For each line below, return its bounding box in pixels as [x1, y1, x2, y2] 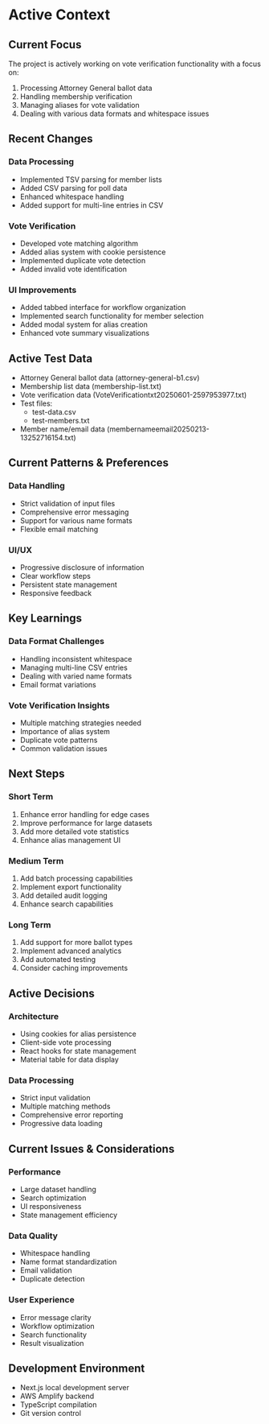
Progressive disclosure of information [19, 563, 145, 572]
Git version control [19, 1409, 82, 1418]
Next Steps [8, 767, 65, 781]
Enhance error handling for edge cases [19, 809, 150, 819]
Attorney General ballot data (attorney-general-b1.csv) [19, 373, 200, 383]
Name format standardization [19, 1257, 117, 1267]
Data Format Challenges [8, 636, 104, 647]
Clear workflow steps [19, 572, 91, 581]
